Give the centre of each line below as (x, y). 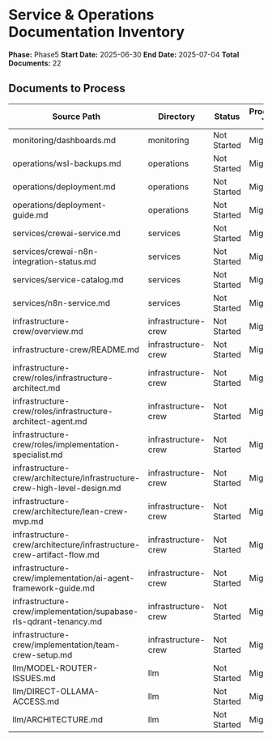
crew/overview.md (48, 331)
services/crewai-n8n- (55, 251)
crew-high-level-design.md (67, 488)
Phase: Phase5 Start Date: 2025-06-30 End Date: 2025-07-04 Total (124, 54)
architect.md (36, 387)
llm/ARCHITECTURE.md (58, 719)
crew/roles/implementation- (66, 444)
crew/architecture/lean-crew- (70, 511)
